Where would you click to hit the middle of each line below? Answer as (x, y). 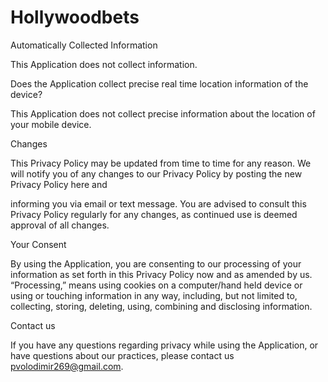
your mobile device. (51, 124)
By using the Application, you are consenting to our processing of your (156, 263)
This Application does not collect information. (104, 64)
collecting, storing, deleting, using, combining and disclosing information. (161, 306)
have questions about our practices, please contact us (122, 355)
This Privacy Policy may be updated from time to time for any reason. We (161, 163)
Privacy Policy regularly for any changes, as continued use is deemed (154, 214)
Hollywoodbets (75, 17)
